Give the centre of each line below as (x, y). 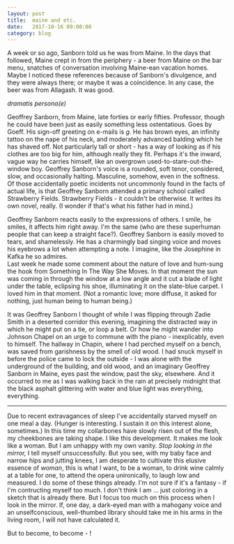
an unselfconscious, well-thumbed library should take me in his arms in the (115, 513)
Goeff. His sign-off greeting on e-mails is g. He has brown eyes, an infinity (114, 132)
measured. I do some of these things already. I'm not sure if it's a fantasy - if (117, 483)
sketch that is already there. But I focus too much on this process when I (111, 498)
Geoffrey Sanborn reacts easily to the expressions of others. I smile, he (109, 220)
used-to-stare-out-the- (181, 162)
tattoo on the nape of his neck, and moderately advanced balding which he (115, 139)
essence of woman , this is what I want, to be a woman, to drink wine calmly (116, 468)
